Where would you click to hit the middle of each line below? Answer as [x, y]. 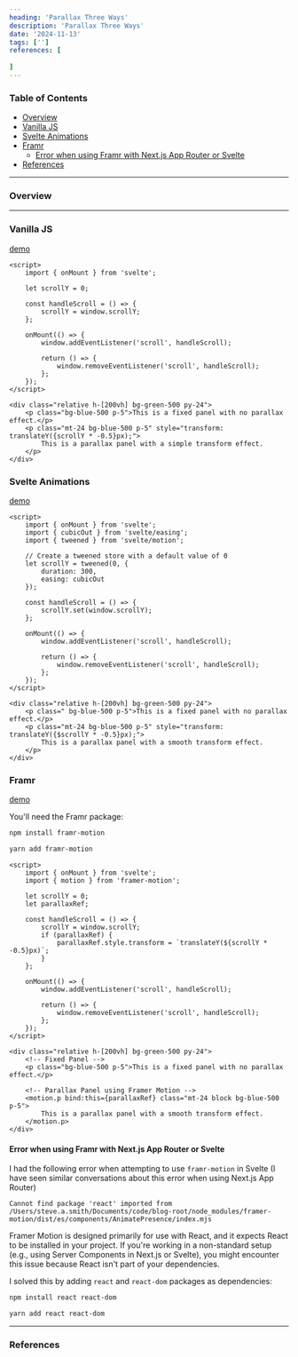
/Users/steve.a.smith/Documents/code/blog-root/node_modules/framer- [141, 1212]
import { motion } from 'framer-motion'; [102, 881]
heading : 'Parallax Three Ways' [69, 17]
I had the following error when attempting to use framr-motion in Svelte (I [142, 1169]
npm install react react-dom [63, 1297]
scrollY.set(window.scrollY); [97, 611]
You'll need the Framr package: [67, 817]
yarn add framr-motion [51, 849]
